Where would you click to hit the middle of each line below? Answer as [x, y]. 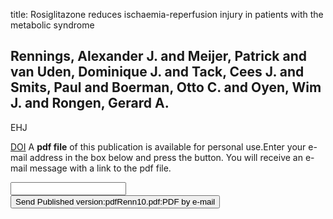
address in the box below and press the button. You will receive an [166, 157]
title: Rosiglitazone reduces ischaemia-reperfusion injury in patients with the [167, 14]
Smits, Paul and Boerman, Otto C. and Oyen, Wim [166, 87]
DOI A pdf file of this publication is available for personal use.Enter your [158, 146]
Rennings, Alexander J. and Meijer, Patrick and [158, 56]
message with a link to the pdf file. [100, 168]
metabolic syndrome [52, 25]
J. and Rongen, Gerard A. [90, 103]
